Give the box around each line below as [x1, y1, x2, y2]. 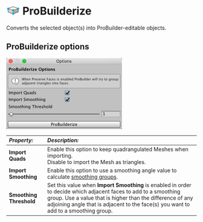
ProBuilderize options [6, 42, 89, 52]
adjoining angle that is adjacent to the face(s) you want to [47, 201, 190, 208]
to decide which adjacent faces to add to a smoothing [47, 188, 181, 195]
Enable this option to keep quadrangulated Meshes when [47, 145, 189, 153]
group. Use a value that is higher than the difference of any [47, 194, 193, 201]
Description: [47, 137, 79, 144]
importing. [47, 152, 73, 159]
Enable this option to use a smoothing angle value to [47, 166, 177, 174]
